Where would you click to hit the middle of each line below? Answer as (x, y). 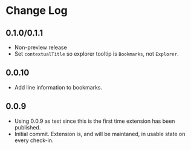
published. (28, 127)
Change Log (37, 11)
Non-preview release (40, 47)
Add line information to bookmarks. (58, 87)
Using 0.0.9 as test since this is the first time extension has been (95, 121)
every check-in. (34, 140)
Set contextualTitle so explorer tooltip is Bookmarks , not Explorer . (96, 54)
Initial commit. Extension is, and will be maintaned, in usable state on (100, 134)
